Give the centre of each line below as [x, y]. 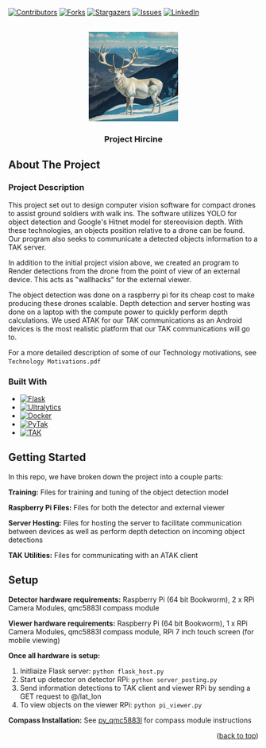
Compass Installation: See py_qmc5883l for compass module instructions [130, 720]
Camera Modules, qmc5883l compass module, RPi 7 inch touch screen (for [131, 631]
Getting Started [47, 457]
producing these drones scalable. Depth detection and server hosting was [129, 303]
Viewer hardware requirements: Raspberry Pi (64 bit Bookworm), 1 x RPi [128, 623]
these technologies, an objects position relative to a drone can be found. [127, 230]
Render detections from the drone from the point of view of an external [124, 271]
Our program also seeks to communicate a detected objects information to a [133, 238]
